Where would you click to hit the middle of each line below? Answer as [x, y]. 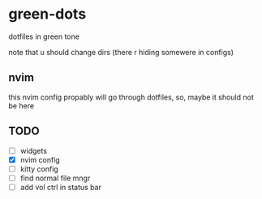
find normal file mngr [55, 178]
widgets [33, 150]
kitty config [39, 169]
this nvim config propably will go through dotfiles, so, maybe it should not [131, 97]
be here [21, 105]
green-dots [47, 14]
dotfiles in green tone [44, 36]
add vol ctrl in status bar [60, 187]
